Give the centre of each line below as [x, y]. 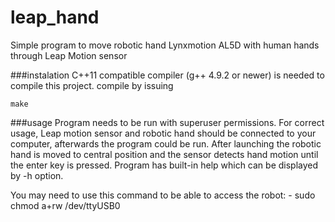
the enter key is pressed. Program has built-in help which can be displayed [164, 165]
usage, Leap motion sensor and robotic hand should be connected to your [163, 133]
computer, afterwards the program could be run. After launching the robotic [166, 143]
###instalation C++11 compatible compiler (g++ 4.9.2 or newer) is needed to [167, 75]
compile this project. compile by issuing [92, 85]
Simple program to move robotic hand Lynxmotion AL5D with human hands [165, 45]
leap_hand [55, 17]
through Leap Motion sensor [69, 55]
